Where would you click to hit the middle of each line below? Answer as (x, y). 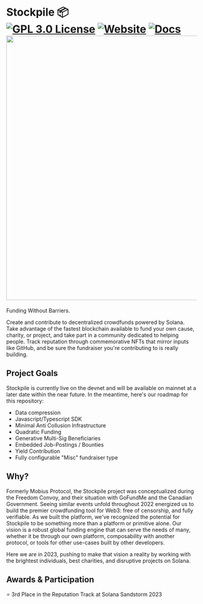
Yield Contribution (37, 451)
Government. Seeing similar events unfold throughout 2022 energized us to (100, 504)
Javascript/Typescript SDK (49, 419)
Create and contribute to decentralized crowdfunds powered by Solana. (95, 322)
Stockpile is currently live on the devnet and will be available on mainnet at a (101, 388)
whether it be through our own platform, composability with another (91, 536)
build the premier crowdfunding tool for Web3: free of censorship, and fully (100, 510)
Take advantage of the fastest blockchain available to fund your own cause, (100, 328)
